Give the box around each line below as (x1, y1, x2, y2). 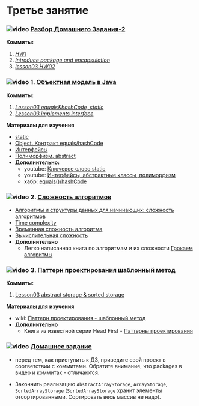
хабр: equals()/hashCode (23, 178, 87, 185)
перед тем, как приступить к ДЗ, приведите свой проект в (14, 356, 166, 363)
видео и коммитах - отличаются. (14, 369, 100, 376)
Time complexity (14, 219, 57, 226)
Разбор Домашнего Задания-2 (30, 25, 126, 34)
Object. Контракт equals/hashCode (14, 139, 103, 147)
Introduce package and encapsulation (14, 56, 110, 64)
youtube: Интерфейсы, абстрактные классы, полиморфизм (23, 171, 176, 178)
